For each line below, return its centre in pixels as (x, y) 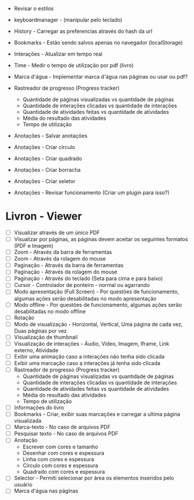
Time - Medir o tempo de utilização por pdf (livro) (74, 65)
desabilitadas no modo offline (50, 311)
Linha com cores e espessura (58, 460)
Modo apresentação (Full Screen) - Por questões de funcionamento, (96, 292)
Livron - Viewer (44, 216)
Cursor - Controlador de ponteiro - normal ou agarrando (82, 285)
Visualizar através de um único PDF (57, 232)
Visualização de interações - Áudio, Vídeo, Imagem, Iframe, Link (91, 343)
